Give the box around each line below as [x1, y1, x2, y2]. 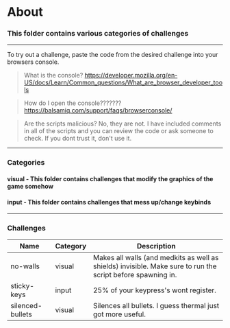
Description [136, 241, 176, 250]
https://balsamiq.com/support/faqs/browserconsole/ [23, 106, 172, 115]
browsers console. [7, 58, 60, 66]
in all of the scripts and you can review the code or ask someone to [23, 127, 214, 135]
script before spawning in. [92, 270, 177, 279]
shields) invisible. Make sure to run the [92, 261, 217, 271]
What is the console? [23, 71, 84, 80]
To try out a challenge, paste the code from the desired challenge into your [7, 51, 218, 59]
